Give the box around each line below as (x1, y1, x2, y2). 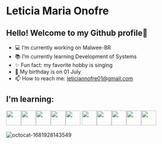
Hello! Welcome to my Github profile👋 (6, 28, 148, 38)
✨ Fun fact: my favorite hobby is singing (14, 61, 113, 68)
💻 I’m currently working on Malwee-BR (14, 44, 112, 51)
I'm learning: (6, 94, 55, 105)
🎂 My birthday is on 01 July (14, 68, 81, 75)
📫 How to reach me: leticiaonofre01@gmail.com (14, 75, 134, 82)
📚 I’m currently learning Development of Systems (14, 53, 137, 60)
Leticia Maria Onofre (6, 4, 109, 18)
